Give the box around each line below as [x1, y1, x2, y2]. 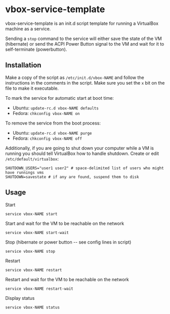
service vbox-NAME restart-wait [5, 286, 73, 291]
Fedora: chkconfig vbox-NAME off [12, 135, 82, 141]
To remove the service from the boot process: [5, 120, 101, 126]
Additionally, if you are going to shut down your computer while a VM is [5, 145, 154, 151]
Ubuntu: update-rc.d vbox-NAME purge [12, 130, 92, 136]
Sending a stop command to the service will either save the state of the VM [5, 35, 162, 42]
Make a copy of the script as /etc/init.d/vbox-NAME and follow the [5, 74, 144, 81]
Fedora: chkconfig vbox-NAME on [12, 110, 80, 116]
